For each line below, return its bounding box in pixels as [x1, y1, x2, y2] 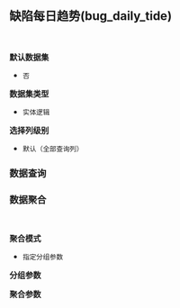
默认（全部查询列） [22, 144, 84, 153]
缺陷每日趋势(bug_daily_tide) [9, 8, 173, 24]
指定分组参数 [22, 253, 64, 262]
